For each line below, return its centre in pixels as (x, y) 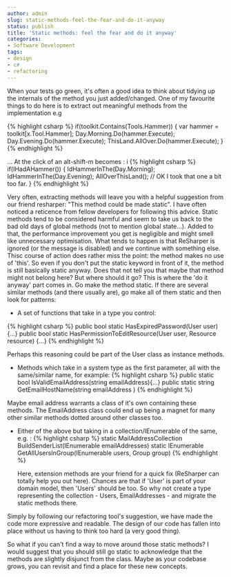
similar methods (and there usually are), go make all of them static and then (114, 292)
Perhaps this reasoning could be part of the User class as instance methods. (116, 354)
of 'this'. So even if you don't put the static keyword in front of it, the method (115, 263)
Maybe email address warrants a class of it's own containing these (102, 403)
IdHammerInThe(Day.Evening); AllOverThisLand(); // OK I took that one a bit (114, 176)
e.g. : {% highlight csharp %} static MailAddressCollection (100, 438)
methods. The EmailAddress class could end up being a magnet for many (111, 410)
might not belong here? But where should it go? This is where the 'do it (108, 277)
